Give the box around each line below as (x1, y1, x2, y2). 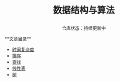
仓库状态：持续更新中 (62, 25, 106, 31)
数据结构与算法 (53, 5, 115, 16)
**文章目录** (5, 36, 32, 42)
